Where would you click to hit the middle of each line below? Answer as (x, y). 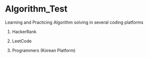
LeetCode (22, 41)
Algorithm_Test (36, 9)
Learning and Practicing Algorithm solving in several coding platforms (74, 22)
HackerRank (24, 31)
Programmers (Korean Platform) (44, 50)
